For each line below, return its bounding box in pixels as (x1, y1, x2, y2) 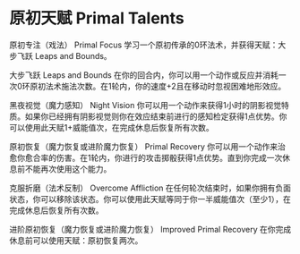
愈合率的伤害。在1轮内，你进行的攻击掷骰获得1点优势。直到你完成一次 (24, 152, 283, 163)
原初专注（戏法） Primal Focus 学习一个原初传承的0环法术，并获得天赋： (9, 39, 279, 50)
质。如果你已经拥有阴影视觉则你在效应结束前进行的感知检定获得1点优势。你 (9, 111, 287, 122)
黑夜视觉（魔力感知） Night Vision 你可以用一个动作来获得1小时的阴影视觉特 (9, 99, 289, 110)
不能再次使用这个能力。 (24, 163, 112, 174)
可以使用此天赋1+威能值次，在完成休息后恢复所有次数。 (9, 122, 214, 132)
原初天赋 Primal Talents (9, 8, 185, 29)
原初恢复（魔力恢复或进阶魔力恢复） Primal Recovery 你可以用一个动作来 (9, 140, 279, 152)
